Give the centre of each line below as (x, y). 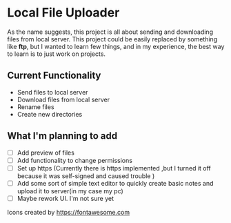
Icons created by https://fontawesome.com (68, 212)
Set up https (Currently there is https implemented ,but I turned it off (114, 168)
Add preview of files (46, 153)
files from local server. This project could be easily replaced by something (112, 39)
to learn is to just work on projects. (56, 54)
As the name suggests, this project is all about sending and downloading (110, 32)
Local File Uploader (63, 13)
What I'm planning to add (62, 136)
